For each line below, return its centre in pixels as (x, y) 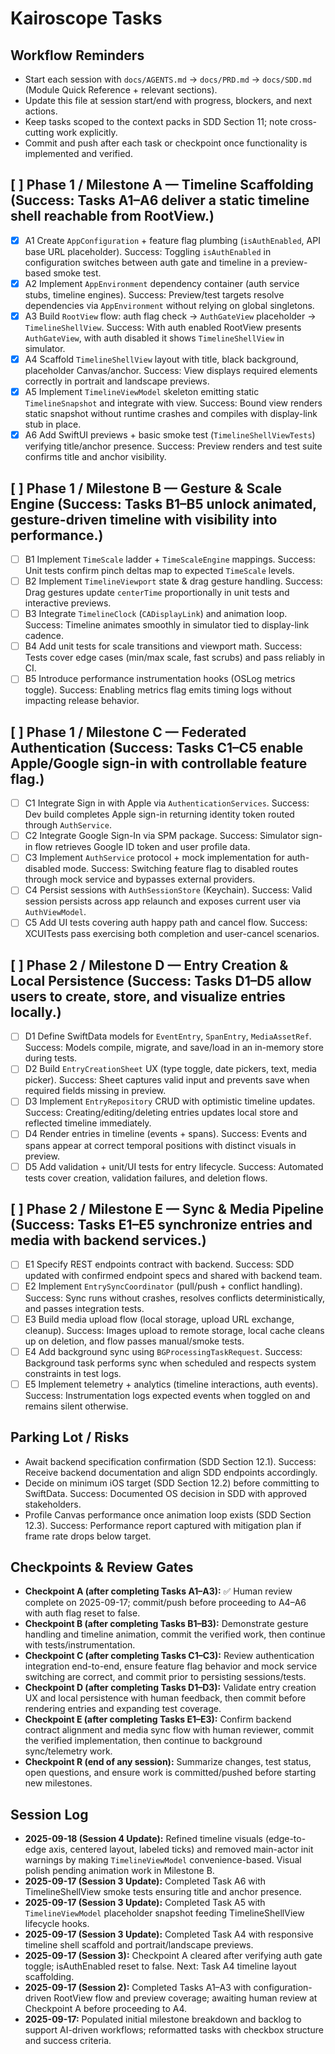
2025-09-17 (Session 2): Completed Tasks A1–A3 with (138, 1988)
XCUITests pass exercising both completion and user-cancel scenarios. (172, 934)
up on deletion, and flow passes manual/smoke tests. (134, 1341)
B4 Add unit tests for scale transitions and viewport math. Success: (163, 646)
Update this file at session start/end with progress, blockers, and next (168, 100)
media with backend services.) (108, 1240)
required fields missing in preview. (95, 1091)
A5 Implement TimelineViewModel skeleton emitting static (142, 392)
